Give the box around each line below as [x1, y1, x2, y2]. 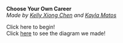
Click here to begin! [6, 24, 55, 30]
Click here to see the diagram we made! [6, 30, 106, 37]
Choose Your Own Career [6, 5, 71, 12]
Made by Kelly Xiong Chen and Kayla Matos [6, 12, 117, 19]
